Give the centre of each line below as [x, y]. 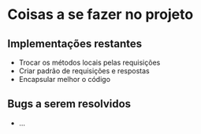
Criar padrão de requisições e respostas [84, 71]
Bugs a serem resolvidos [69, 104]
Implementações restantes [75, 44]
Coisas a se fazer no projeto [100, 15]
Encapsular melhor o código [65, 79]
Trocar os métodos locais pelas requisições [89, 62]
